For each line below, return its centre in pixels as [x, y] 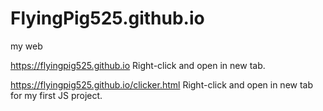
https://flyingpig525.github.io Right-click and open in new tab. [138, 65]
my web [26, 46]
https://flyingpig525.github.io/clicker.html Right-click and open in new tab [162, 84]
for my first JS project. [56, 95]
